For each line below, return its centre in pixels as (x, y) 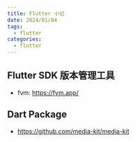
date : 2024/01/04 (32, 20)
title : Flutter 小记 (36, 14)
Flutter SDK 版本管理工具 (61, 76)
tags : (15, 26)
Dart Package (37, 115)
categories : (24, 39)
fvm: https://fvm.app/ (48, 92)
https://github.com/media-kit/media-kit (73, 131)
